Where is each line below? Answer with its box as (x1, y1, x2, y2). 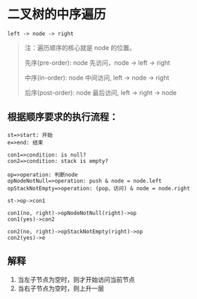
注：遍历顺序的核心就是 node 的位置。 (24, 43, 136, 51)
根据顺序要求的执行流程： (7, 111, 118, 123)
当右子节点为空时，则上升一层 (17, 283, 104, 293)
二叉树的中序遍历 (7, 6, 107, 23)
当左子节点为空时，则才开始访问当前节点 (17, 275, 135, 283)
